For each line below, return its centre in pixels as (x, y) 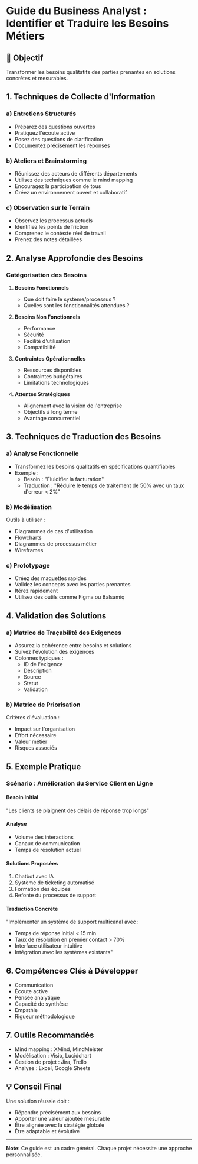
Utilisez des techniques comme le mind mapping (74, 180)
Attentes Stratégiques (42, 394)
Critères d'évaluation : (33, 718)
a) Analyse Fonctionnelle (42, 453)
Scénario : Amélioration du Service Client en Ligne (80, 783)
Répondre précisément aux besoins (58, 1112)
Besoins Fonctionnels (42, 287)
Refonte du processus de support (55, 895)
